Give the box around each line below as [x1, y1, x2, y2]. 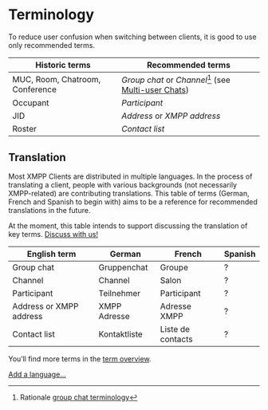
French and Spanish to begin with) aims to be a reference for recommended [8, 197, 258, 207]
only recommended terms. [8, 40, 96, 49]
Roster [12, 124, 37, 135]
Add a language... [8, 369, 66, 380]
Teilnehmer [98, 288, 141, 299]
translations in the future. [8, 206, 91, 215]
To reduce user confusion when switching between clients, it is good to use [8, 32, 257, 41]
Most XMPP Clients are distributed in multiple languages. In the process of [8, 171, 253, 181]
